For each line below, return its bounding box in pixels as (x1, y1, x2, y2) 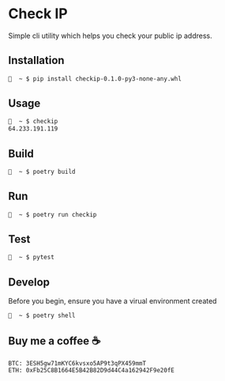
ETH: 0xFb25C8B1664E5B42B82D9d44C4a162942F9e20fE (8, 366, 175, 374)
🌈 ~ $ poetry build (8, 168, 77, 175)
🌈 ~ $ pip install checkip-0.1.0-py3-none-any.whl (8, 74, 182, 83)
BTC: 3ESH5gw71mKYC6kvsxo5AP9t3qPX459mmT (8, 359, 147, 368)
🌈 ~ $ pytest (8, 254, 55, 262)
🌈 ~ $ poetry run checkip (8, 210, 97, 218)
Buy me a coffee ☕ (8, 334, 101, 348)
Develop (8, 275, 50, 289)
